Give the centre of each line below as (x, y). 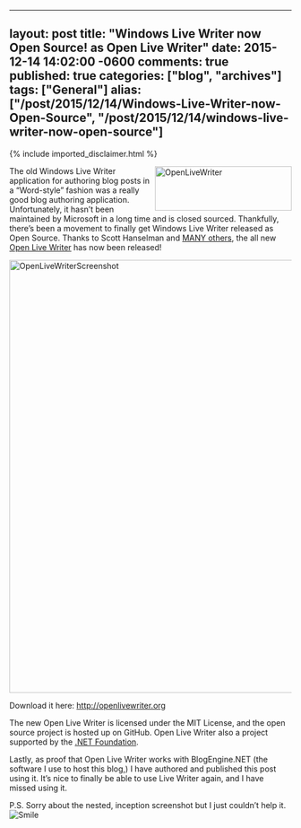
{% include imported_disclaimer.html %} (84, 153)
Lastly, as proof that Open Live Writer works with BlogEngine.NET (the (139, 759)
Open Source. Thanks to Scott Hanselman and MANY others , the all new (143, 238)
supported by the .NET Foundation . (74, 742)
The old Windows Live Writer (63, 170)
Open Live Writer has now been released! (86, 247)
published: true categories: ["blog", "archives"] (146, 76)
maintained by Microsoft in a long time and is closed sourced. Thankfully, (144, 218)
